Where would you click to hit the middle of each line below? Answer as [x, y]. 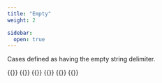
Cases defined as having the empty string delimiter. [81, 59]
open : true [29, 39]
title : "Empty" [29, 14]
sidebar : [20, 33]
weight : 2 [22, 20]
